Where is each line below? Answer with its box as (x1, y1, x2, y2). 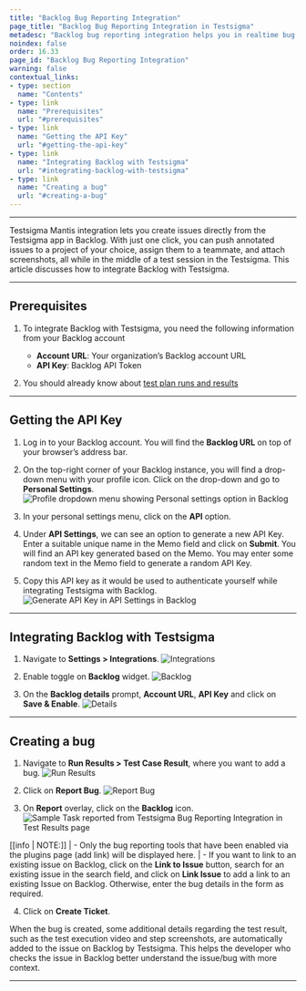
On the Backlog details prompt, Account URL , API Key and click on (22, 689, 277, 700)
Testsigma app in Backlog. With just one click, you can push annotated (9, 234, 275, 245)
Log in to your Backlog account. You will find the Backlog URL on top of (22, 437, 291, 448)
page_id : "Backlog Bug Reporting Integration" (9, 56, 189, 65)
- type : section (9, 81, 71, 90)
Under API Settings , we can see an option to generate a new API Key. (22, 528, 285, 539)
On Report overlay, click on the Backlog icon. (22, 803, 194, 814)
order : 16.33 (9, 47, 59, 57)
